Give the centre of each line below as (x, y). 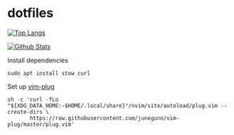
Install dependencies (38, 60)
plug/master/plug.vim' (41, 124)
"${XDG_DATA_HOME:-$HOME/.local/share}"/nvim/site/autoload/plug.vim (113, 106)
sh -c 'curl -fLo (33, 99)
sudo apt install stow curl (49, 73)
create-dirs (25, 112)
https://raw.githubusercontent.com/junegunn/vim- (105, 118)
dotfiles (31, 13)
